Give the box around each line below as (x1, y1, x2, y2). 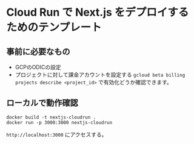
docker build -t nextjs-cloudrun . (6, 114, 96, 121)
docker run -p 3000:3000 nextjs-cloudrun (6, 119, 113, 125)
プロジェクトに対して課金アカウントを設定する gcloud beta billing (15, 71, 186, 78)
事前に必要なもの (6, 46, 70, 57)
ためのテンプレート (6, 20, 102, 34)
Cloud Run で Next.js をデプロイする (6, 5, 189, 19)
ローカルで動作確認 (6, 98, 78, 108)
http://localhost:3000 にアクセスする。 (6, 131, 107, 138)
